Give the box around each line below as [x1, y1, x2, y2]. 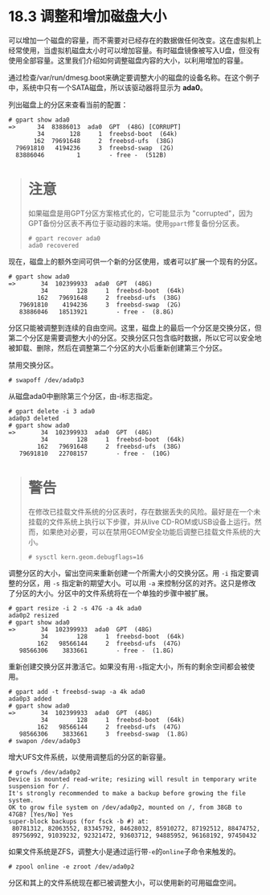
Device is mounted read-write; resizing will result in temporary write [8, 775, 257, 783]
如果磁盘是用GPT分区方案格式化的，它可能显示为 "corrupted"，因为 [27, 208, 253, 218]
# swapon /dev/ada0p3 [8, 737, 81, 745]
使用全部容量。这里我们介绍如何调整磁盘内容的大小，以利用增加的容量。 [8, 55, 247, 65]
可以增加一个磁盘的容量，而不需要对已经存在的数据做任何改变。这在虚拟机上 [8, 35, 262, 45]
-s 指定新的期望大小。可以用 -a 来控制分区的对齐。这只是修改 [51, 578, 256, 588]
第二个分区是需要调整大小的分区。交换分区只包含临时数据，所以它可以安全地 [8, 333, 262, 343]
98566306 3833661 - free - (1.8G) [18, 647, 174, 655]
